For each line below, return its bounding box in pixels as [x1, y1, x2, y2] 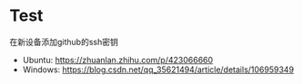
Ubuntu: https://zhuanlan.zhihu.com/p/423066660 [22, 54, 214, 65]
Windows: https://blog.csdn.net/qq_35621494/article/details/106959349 [22, 64, 294, 75]
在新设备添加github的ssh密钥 [9, 36, 118, 47]
